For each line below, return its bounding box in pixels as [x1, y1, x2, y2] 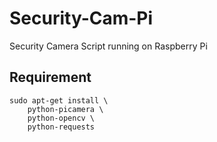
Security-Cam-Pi [9, 7, 154, 30]
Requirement [9, 69, 92, 86]
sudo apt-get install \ [9, 95, 109, 106]
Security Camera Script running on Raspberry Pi [9, 40, 208, 52]
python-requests [27, 122, 96, 132]
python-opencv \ [27, 113, 96, 123]
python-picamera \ [27, 104, 104, 114]
